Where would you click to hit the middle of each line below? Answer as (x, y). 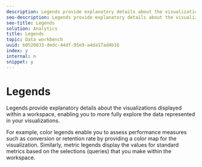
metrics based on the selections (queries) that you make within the (89, 151)
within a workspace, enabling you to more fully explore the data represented (101, 114)
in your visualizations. (33, 121)
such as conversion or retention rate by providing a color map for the (91, 139)
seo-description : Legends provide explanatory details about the (90, 17)
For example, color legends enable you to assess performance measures (96, 132)
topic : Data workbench (35, 40)
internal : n (21, 56)
